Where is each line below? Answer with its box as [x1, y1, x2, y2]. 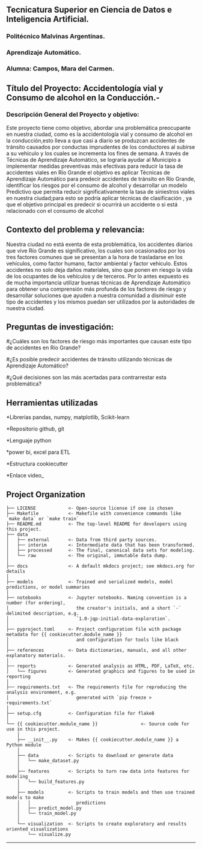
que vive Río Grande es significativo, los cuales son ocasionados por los [6, 247, 185, 254]
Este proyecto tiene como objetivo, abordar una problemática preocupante [6, 124, 191, 131]
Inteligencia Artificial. [6, 14, 89, 25]
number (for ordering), [6, 600, 66, 606]
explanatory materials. [6, 652, 66, 659]
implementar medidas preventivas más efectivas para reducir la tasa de [6, 162, 183, 170]
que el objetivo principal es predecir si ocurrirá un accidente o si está [6, 201, 178, 208]
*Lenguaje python [6, 437, 52, 444]
